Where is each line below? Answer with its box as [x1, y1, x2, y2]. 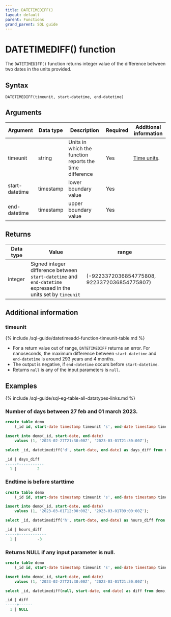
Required [106, 126, 129, 133]
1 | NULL [10, 607, 28, 612]
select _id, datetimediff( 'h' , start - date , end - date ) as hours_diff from [5, 518, 165, 523]
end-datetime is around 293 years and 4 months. [12, 356, 115, 362]
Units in [68, 139, 87, 146]
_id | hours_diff [5, 527, 42, 532]
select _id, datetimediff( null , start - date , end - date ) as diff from [5, 588, 154, 593]
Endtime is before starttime [5, 478, 74, 486]
